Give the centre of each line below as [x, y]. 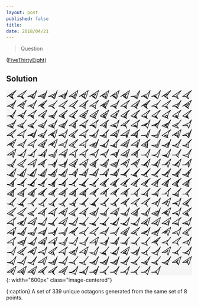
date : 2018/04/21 [27, 31]
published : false [27, 19]
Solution [22, 79]
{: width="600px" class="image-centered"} [59, 280]
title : [14, 25]
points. [14, 298]
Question [32, 49]
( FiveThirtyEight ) [26, 60]
